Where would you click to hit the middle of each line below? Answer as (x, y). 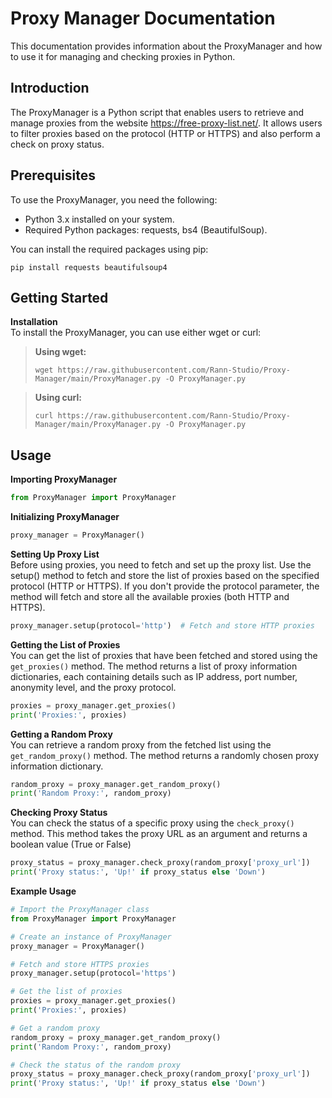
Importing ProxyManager (64, 479)
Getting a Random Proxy (61, 734)
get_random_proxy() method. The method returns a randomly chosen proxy (165, 755)
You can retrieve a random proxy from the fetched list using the (141, 744)
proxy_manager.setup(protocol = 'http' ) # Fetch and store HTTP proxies (162, 625)
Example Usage (43, 891)
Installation (34, 322)
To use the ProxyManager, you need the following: (114, 199)
